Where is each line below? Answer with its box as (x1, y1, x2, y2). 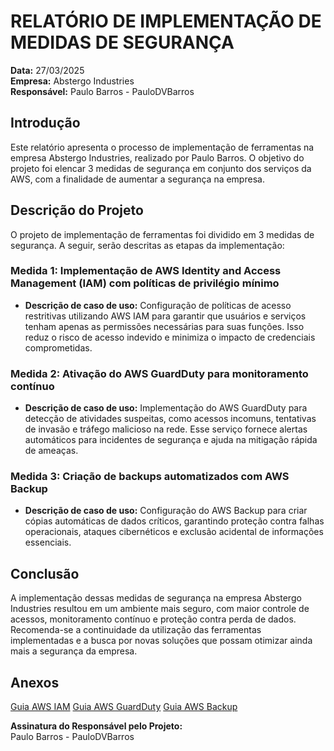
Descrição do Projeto (10, 202, 144, 219)
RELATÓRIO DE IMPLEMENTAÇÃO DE (10, 10, 322, 33)
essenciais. (24, 536, 72, 549)
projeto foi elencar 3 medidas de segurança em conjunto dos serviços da (10, 162, 312, 174)
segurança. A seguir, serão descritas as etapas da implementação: (10, 239, 285, 251)
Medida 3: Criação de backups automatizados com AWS (10, 470, 290, 484)
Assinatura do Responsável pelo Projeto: (10, 720, 183, 732)
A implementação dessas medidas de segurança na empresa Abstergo (10, 592, 302, 604)
